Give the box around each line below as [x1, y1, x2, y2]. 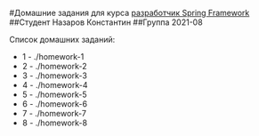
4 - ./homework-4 [21, 80, 88, 90]
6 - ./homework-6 [21, 99, 87, 109]
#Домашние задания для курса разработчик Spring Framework [9, 8, 250, 18]
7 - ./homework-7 [21, 108, 87, 118]
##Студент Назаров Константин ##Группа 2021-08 [9, 17, 203, 28]
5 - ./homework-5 [21, 89, 87, 100]
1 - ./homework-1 [21, 52, 85, 61]
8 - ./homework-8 [21, 117, 87, 128]
